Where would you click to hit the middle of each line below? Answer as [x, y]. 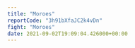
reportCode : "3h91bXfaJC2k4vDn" [55, 20]
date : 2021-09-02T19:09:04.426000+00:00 [68, 34]
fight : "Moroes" [31, 27]
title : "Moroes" [31, 14]
